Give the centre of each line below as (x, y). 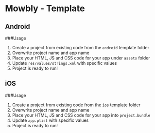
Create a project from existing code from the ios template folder (76, 105)
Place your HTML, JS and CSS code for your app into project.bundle (81, 115)
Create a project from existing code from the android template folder (81, 47)
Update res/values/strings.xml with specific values (64, 63)
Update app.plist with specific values (50, 120)
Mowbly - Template (45, 9)
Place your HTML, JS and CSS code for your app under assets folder (81, 58)
